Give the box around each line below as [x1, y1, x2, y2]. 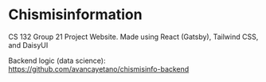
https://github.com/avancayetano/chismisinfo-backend [8, 64, 190, 73]
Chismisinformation [8, 6, 143, 24]
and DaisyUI [8, 40, 49, 49]
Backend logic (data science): [8, 56, 106, 65]
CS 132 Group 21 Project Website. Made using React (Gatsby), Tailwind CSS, [8, 32, 259, 41]
